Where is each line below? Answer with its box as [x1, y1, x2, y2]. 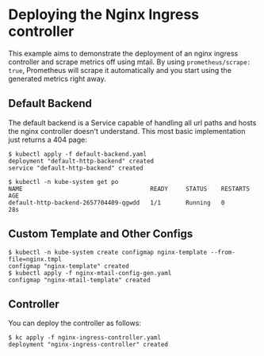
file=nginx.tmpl [8, 255, 62, 263]
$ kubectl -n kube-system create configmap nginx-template [8, 248, 208, 256]
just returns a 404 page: [8, 135, 87, 144]
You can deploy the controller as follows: [8, 319, 141, 328]
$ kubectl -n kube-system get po [8, 178, 119, 186]
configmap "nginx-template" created [8, 262, 129, 270]
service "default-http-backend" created [8, 164, 144, 172]
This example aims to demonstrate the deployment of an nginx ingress [8, 48, 239, 58]
